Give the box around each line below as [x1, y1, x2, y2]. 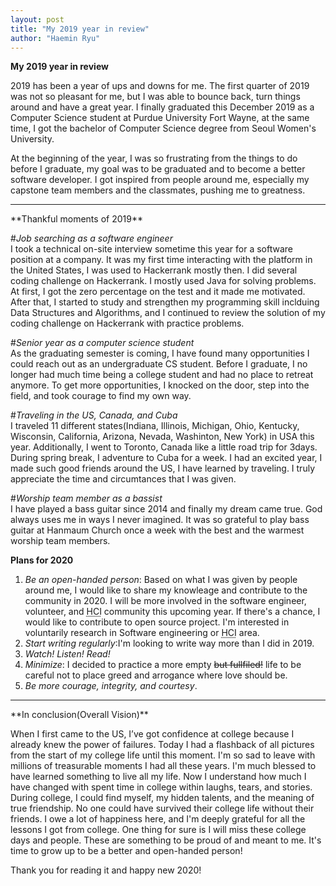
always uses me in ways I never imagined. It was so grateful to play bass [10, 514, 310, 526]
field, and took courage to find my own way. [10, 390, 192, 402]
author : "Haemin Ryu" [10, 33, 101, 43]
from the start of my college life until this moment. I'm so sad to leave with [10, 749, 316, 761]
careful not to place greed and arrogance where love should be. [24, 669, 288, 681]
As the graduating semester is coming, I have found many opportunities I [10, 347, 310, 360]
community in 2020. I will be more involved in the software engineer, [24, 595, 307, 607]
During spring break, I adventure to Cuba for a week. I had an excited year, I [10, 452, 323, 464]
